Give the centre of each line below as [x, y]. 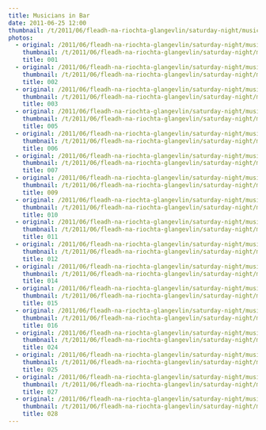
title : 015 [40, 303]
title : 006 [40, 148]
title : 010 [40, 215]
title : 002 [40, 82]
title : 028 [40, 414]
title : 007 [40, 171]
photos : [21, 38]
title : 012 [40, 259]
